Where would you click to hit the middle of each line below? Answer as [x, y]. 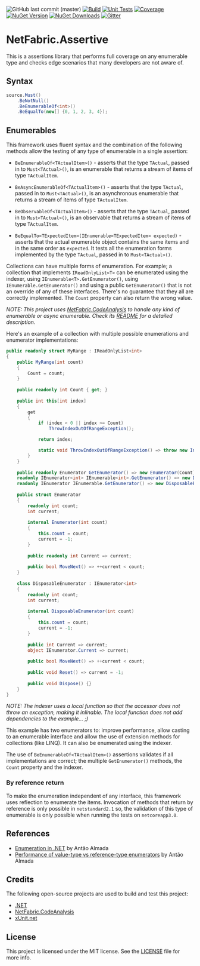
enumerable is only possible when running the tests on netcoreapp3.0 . [92, 815]
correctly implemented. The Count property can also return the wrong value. [99, 298]
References [28, 834]
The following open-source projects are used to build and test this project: [97, 894]
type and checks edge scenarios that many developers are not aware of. [95, 62]
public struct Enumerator [49, 495]
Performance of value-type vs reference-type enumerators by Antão [99, 854]
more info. [19, 958]
